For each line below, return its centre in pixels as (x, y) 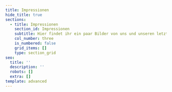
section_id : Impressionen (42, 29)
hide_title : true (24, 15)
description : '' (27, 67)
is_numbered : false (35, 43)
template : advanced (26, 81)
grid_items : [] (31, 48)
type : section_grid (35, 53)
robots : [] (21, 72)
